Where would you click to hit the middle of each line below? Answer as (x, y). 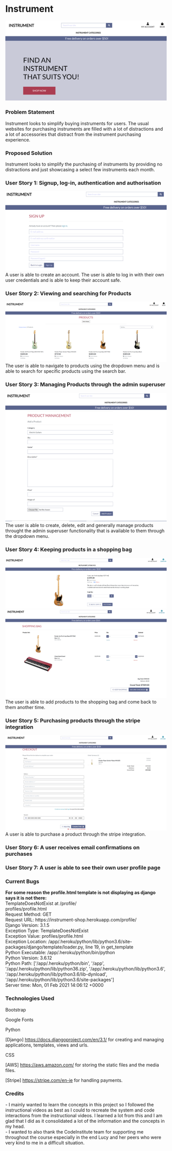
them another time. (25, 707)
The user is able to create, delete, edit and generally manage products (79, 525)
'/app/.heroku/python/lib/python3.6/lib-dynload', (56, 974)
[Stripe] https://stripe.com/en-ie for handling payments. (64, 1080)
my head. (15, 1126)
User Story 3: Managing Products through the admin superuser (85, 385)
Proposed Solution (29, 153)
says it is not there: (26, 898)
